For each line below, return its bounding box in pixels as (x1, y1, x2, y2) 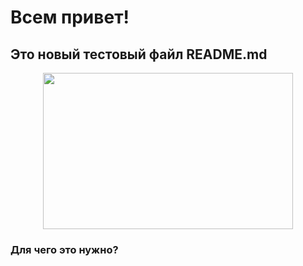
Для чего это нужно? (10, 242, 119, 256)
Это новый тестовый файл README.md (10, 46, 268, 63)
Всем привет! (10, 6, 130, 29)
